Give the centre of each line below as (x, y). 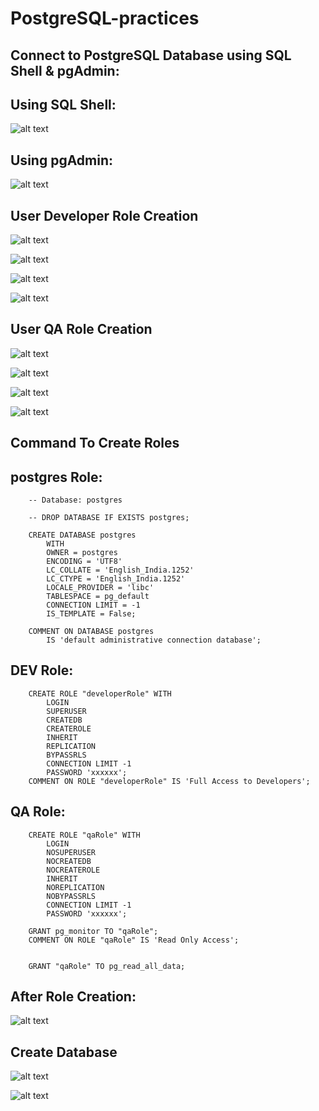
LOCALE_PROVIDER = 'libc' (100, 588)
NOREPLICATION (75, 887)
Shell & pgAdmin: (65, 70)
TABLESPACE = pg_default (98, 597)
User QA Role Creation (81, 329)
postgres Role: (56, 477)
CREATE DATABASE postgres (82, 535)
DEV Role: (42, 670)
